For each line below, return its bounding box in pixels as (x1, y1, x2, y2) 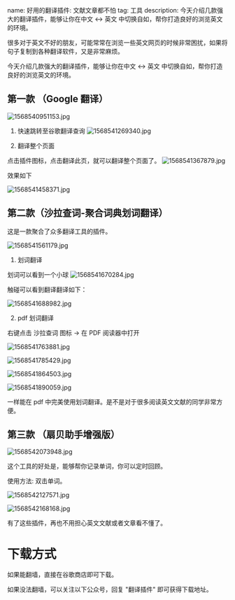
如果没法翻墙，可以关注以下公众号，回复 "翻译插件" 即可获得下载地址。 (7, 585, 213, 594)
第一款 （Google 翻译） (7, 93, 108, 105)
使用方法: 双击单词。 (7, 477, 66, 485)
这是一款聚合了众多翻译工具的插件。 (7, 227, 112, 236)
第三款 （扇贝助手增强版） (7, 429, 120, 441)
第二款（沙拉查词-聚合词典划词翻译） (7, 207, 168, 219)
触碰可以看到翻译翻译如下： (7, 285, 87, 294)
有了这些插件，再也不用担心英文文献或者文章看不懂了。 (7, 519, 166, 527)
